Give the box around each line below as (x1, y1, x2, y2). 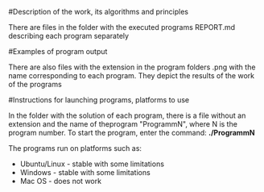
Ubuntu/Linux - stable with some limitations (19, 159, 165, 169)
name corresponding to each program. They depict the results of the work (8, 71, 255, 80)
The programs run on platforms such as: (8, 144, 142, 152)
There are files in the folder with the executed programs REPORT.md (8, 23, 236, 31)
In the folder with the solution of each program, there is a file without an (8, 111, 246, 120)
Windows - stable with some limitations (19, 168, 151, 177)
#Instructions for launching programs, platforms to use (8, 95, 190, 104)
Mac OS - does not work (19, 177, 102, 186)
